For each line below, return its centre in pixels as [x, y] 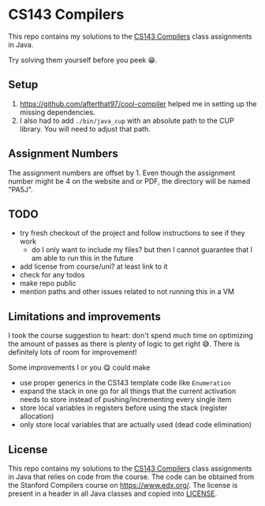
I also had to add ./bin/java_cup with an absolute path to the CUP [127, 121]
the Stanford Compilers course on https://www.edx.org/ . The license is [123, 485]
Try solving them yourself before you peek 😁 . [83, 60]
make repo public [48, 283]
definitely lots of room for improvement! [73, 352]
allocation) [37, 416]
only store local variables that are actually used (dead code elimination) [136, 425]
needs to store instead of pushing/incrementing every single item [125, 400]
